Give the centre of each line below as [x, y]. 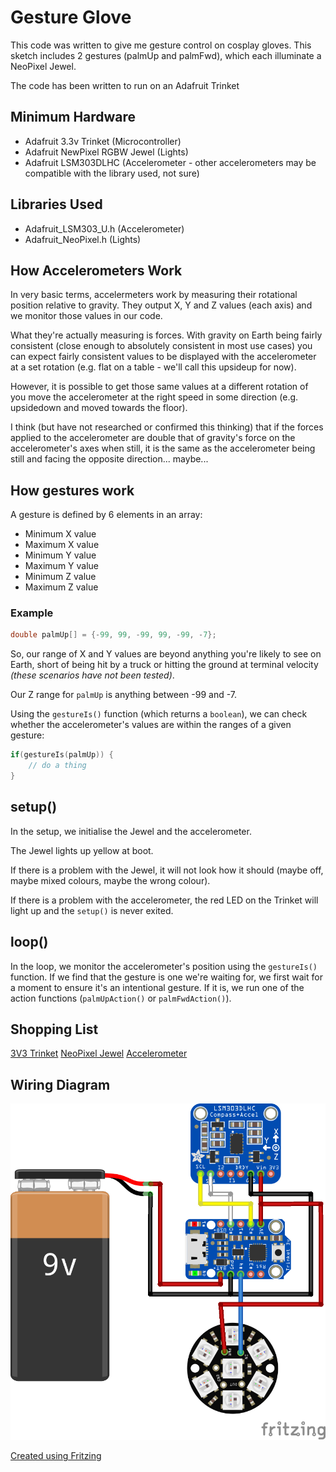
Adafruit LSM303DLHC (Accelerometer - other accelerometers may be [170, 162]
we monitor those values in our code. [86, 316]
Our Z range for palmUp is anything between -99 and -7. [124, 695]
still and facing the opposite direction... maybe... [109, 459]
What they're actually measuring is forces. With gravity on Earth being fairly [166, 335]
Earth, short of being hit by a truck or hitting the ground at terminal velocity [164, 665]
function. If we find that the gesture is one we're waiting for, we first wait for [166, 977]
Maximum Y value [62, 566]
